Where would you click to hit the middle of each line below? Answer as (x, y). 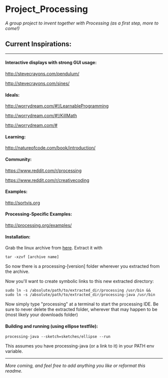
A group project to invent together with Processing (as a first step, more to (82, 23)
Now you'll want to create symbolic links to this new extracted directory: (79, 281)
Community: (18, 159)
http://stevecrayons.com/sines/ (37, 83)
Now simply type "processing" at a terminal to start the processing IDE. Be (82, 304)
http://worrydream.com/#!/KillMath (41, 115)
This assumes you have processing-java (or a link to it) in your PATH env (80, 346)
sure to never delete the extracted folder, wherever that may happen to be (81, 309)
